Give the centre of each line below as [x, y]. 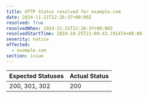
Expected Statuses [37, 76]
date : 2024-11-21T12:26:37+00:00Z [49, 17]
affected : [18, 45]
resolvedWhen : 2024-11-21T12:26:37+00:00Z [59, 28]
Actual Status [89, 76]
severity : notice [28, 39]
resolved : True [25, 23]
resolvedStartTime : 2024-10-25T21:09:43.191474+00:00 [74, 34]
